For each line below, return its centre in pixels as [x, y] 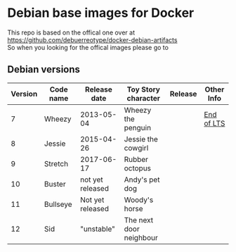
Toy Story [143, 89]
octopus [138, 168]
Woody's [139, 200]
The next [139, 220]
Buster [55, 184]
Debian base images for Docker [101, 13]
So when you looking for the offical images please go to [88, 47]
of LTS [214, 123]
